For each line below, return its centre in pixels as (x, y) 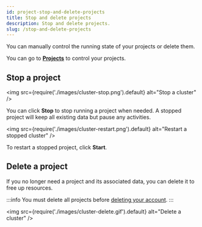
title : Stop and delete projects (49, 18)
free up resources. (30, 188)
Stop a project (34, 77)
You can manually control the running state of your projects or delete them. (101, 47)
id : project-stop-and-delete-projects (56, 12)
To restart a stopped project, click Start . (57, 147)
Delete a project (37, 167)
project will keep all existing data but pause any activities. (79, 117)
